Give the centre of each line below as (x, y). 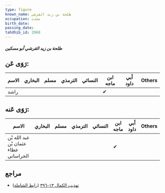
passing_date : (20, 28)
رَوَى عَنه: (17, 109)
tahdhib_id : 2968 (23, 32)
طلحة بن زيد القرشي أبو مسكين (34, 48)
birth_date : (17, 23)
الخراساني (18, 156)
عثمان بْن (17, 144)
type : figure (18, 10)
